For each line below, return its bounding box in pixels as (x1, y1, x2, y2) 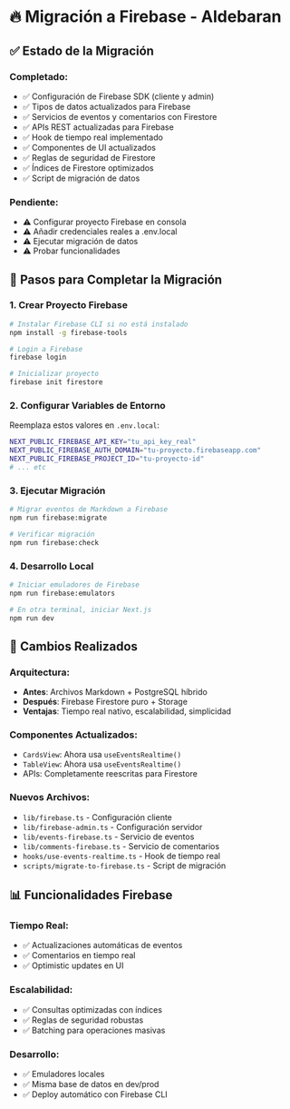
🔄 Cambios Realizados (9, 639, 139, 654)
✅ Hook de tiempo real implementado (22, 132, 163, 143)
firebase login (9, 352, 67, 362)
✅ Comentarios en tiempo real (22, 950, 136, 961)
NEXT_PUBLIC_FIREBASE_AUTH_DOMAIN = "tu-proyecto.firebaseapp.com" (9, 446, 261, 455)
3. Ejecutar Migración (9, 484, 106, 497)
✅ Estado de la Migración (9, 43, 154, 58)
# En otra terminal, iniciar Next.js (9, 605, 152, 614)
